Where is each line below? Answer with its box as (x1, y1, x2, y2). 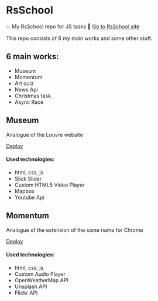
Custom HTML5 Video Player (14, 181, 85, 188)
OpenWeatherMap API (14, 276, 68, 283)
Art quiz (14, 80, 34, 87)
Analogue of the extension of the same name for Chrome (6, 226, 143, 234)
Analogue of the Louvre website (6, 131, 83, 138)
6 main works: (6, 52, 59, 62)
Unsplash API (14, 283, 47, 290)
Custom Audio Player (14, 270, 66, 278)
